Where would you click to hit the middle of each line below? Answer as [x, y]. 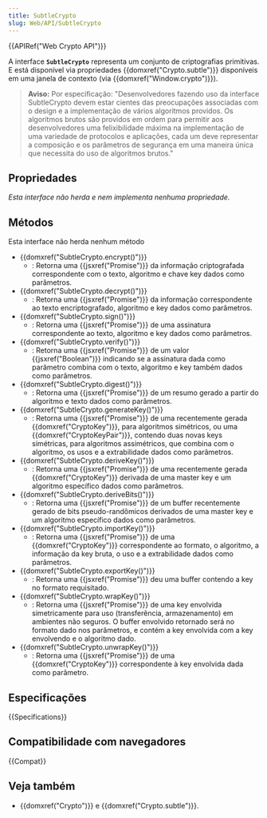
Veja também [42, 786]
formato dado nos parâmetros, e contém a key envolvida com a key [142, 630]
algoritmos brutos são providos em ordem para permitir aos [126, 119]
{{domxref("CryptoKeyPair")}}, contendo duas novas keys [127, 435]
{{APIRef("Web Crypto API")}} [57, 45]
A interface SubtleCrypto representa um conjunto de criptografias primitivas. [134, 61]
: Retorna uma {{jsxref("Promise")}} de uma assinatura [121, 325]
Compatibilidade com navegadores [97, 742]
